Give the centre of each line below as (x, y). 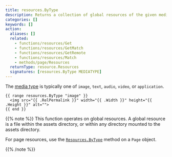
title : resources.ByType (32, 10)
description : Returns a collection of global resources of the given (81, 15)
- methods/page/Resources (42, 62)
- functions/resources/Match (46, 58)
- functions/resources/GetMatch (49, 48)
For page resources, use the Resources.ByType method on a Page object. (81, 139)
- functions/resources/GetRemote (50, 53)
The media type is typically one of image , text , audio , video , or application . (85, 86)
